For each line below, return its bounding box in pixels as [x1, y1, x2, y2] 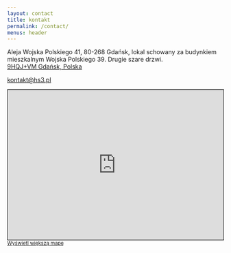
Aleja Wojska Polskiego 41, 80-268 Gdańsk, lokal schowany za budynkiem [7, 48, 217, 56]
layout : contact [7, 10, 53, 17]
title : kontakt [7, 16, 51, 23]
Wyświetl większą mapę [7, 240, 64, 247]
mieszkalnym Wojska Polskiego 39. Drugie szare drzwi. [7, 56, 163, 64]
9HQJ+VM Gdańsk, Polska [7, 62, 82, 71]
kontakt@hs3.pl [7, 76, 51, 84]
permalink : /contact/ [7, 23, 69, 29]
